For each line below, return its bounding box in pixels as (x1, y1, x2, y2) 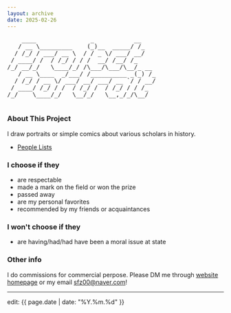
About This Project (7, 114, 71, 124)
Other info (7, 255, 42, 265)
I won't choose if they (7, 222, 81, 232)
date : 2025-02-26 (7, 17, 57, 23)
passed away (16, 191, 55, 199)
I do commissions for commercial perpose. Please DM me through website (7, 270, 219, 279)
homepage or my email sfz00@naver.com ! (7, 278, 128, 286)
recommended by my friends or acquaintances (16, 205, 151, 213)
